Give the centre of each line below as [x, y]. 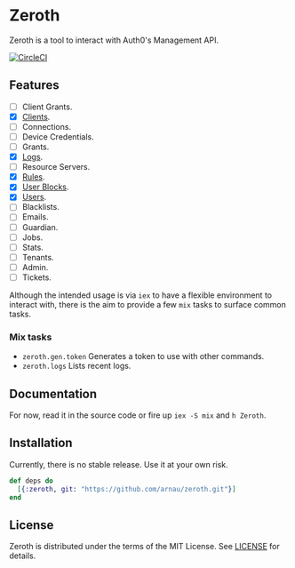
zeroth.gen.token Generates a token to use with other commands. [143, 356]
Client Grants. [47, 107]
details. [23, 556]
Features [34, 85]
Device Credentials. [58, 136]
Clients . [36, 116]
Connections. [47, 126]
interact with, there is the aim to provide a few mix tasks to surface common [147, 304]
